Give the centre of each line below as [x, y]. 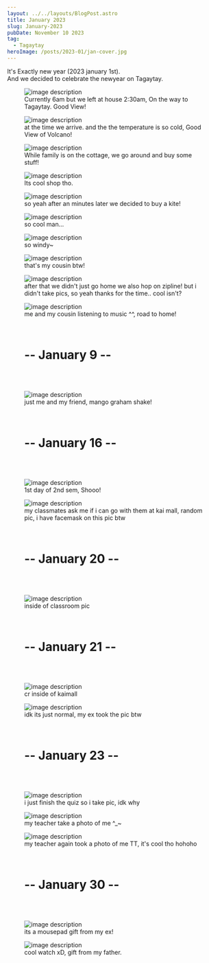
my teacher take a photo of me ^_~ [73, 823]
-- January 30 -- [72, 884]
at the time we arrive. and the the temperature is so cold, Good [113, 127]
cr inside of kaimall [51, 694]
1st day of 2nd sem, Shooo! [63, 490]
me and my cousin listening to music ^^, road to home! [100, 314]
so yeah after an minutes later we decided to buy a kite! [102, 203]
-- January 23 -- [72, 755]
